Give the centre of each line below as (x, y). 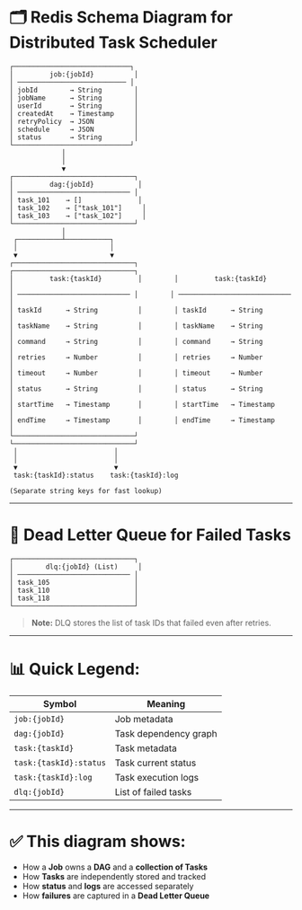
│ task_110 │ (74, 590)
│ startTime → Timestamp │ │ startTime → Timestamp (142, 404)
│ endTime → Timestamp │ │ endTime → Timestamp (142, 420)
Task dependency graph (166, 733)
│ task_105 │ (74, 582)
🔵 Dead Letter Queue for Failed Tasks (151, 535)
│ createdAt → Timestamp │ (74, 113)
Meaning (166, 703)
